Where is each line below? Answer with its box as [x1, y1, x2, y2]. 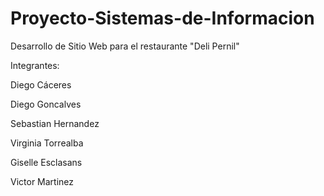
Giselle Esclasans [10, 156, 83, 168]
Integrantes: [10, 59, 60, 71]
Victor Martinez [10, 175, 75, 187]
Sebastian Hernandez [10, 117, 100, 129]
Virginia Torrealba [10, 137, 84, 149]
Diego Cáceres [10, 78, 72, 91]
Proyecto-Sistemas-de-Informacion [10, 7, 315, 30]
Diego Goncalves [10, 98, 82, 110]
